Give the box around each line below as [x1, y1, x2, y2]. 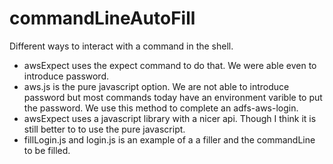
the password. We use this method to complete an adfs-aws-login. [23, 102, 299, 114]
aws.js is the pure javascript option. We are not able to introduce [23, 80, 290, 92]
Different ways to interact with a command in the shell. [9, 40, 234, 52]
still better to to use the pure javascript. [23, 123, 186, 135]
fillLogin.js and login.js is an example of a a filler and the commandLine [23, 133, 316, 146]
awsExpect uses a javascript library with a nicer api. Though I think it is [23, 112, 317, 124]
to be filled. [23, 144, 71, 156]
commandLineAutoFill [9, 7, 196, 30]
